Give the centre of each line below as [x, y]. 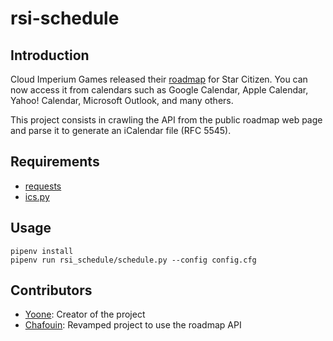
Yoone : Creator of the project [85, 314]
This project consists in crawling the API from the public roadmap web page [166, 120]
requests [43, 186]
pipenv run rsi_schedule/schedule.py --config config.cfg [133, 260]
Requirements [55, 162]
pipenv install [42, 251]
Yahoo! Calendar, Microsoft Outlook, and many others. [122, 100]
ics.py [37, 196]
